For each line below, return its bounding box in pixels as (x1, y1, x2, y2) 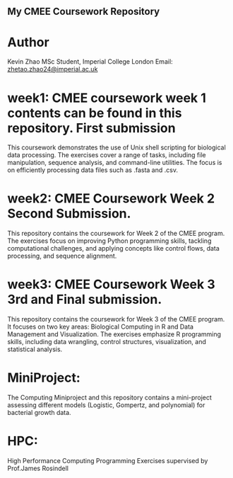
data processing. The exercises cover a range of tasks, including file (7, 151, 206, 159)
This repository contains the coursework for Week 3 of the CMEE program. (7, 315, 225, 324)
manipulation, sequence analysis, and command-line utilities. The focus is (7, 159, 222, 167)
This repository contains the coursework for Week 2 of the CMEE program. (7, 229, 225, 238)
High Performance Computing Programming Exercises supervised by (7, 457, 208, 465)
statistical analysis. (7, 345, 63, 353)
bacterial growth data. (7, 409, 72, 417)
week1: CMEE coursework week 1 (7, 90, 207, 106)
